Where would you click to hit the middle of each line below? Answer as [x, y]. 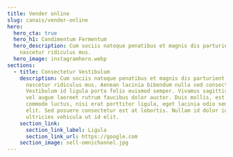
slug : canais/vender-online [48, 20]
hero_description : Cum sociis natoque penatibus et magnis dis [106, 46]
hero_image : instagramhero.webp [60, 59]
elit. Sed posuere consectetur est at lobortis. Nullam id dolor [122, 110]
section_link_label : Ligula [66, 130]
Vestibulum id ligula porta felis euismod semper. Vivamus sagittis [127, 91]
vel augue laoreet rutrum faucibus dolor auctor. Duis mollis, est [125, 98]
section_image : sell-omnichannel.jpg [74, 143]
